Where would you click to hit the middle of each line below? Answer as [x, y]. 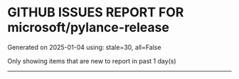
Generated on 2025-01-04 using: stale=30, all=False [84, 47]
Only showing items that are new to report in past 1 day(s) [92, 60]
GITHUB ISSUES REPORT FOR [96, 12]
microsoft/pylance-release [88, 27]
